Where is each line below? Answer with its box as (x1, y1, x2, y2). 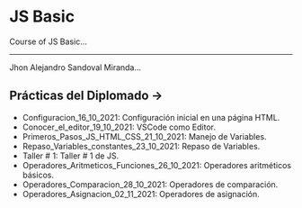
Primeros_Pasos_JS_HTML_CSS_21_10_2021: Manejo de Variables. (22, 131, 267, 141)
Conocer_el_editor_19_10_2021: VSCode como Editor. (22, 122, 216, 132)
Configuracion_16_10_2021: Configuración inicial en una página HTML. (22, 112, 280, 122)
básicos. (22, 169, 54, 180)
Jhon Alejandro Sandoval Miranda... (9, 61, 142, 73)
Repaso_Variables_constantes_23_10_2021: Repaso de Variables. (22, 140, 261, 151)
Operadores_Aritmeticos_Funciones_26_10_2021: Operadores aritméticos (22, 159, 292, 170)
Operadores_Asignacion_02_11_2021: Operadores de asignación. (22, 188, 261, 199)
